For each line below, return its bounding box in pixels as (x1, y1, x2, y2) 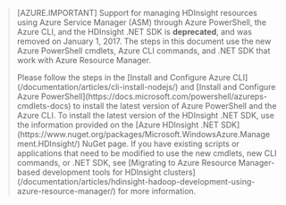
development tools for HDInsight (42, 167, 162, 177)
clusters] (163, 167, 196, 177)
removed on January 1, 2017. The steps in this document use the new (16, 36, 272, 46)
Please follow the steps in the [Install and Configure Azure (16, 72, 231, 83)
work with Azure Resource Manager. (16, 55, 151, 65)
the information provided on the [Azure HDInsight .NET (16, 119, 220, 130)
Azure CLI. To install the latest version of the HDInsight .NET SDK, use (16, 111, 274, 120)
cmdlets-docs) (16, 101, 71, 111)
